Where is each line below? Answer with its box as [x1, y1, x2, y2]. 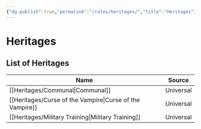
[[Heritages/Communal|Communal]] [9, 86, 111, 94]
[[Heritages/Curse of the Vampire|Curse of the [9, 96, 141, 104]
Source [168, 76, 190, 84]
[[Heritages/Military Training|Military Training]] [9, 113, 141, 121]
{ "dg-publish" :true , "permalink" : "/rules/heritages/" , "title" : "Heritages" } [6, 8, 197, 15]
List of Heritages [6, 58, 70, 69]
